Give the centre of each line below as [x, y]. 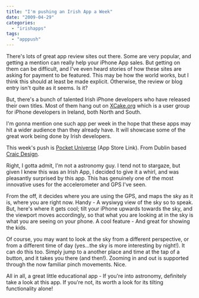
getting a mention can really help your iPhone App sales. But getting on [93, 62]
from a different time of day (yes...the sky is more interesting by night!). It [96, 245]
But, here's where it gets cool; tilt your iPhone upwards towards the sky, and [99, 208]
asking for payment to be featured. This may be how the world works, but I [97, 75]
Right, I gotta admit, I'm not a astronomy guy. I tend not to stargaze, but [93, 165]
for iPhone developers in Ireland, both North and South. [74, 112]
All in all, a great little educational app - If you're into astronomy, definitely [97, 276]
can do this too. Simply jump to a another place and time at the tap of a [93, 252]
